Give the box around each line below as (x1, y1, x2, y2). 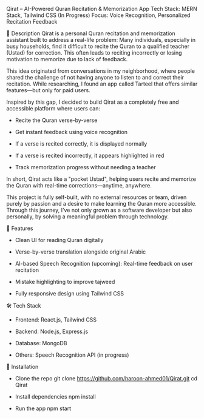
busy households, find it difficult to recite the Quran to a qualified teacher (6, 42, 190, 50)
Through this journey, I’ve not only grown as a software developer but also (6, 206, 192, 214)
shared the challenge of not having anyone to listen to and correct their (6, 74, 184, 81)
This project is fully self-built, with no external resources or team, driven (6, 194, 187, 201)
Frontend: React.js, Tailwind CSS (15, 316, 97, 323)
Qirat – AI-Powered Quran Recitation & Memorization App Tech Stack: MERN (6, 5, 197, 12)
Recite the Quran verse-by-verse (15, 116, 98, 124)
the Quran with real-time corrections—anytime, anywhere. (6, 182, 152, 189)
